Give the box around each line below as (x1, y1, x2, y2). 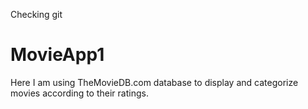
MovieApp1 (10, 44, 105, 66)
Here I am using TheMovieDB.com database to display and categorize (10, 76, 299, 88)
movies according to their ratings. (10, 87, 149, 99)
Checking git (10, 9, 63, 20)
